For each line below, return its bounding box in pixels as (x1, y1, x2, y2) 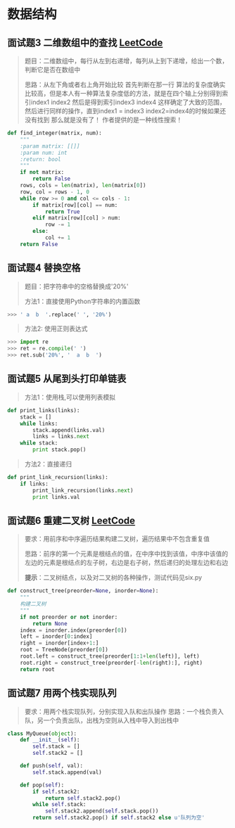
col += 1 (44, 234, 71, 241)
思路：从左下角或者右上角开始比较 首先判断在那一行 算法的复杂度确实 (24, 80, 226, 89)
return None (32, 620, 68, 627)
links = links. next (32, 433, 90, 440)
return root (20, 665, 55, 673)
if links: (20, 480, 49, 488)
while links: (20, 420, 58, 427)
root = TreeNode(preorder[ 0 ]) (20, 647, 109, 654)
